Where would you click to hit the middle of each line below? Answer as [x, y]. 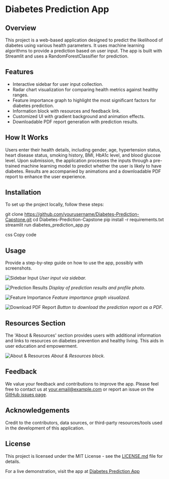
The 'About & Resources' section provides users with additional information [83, 335]
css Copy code [21, 235]
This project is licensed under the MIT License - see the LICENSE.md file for [84, 456]
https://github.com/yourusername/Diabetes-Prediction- [82, 214]
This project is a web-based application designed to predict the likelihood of [84, 40]
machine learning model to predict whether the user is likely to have [91, 166]
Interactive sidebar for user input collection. [58, 84]
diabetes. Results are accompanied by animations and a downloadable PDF [83, 171]
